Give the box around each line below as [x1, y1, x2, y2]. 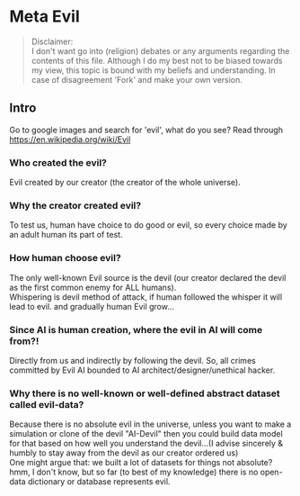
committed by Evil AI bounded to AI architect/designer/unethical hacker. [9, 365, 276, 375]
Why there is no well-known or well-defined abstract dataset [9, 387, 280, 400]
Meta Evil [9, 6, 81, 27]
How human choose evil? [9, 252, 121, 265]
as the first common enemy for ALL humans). [9, 282, 177, 293]
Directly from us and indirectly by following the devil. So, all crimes [9, 355, 256, 365]
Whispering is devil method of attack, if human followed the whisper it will [9, 291, 283, 302]
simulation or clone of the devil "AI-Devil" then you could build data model [9, 428, 283, 439]
